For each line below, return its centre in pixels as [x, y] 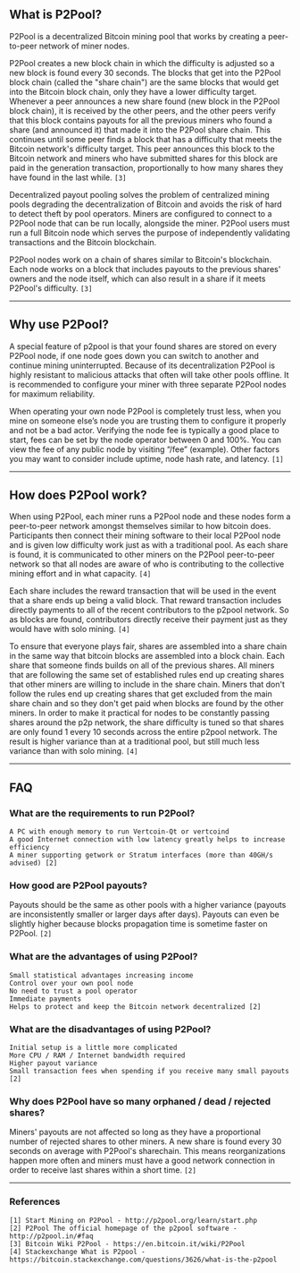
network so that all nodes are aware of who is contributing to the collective [147, 564]
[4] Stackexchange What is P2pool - [77, 1252]
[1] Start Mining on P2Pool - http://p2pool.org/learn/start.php [133, 1220]
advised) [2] [33, 863]
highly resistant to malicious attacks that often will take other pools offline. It [149, 374]
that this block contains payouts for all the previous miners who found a [141, 120]
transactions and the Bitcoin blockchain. [83, 242]
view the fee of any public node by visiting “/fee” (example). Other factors [144, 449]
